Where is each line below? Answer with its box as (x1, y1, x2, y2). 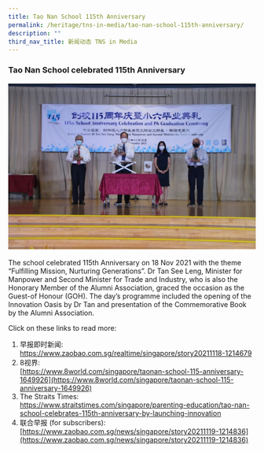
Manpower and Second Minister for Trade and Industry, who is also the (8, 274, 238, 283)
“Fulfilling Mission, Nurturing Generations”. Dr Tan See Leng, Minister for (8, 266, 243, 276)
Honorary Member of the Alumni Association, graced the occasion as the (8, 283, 245, 292)
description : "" (8, 29, 61, 37)
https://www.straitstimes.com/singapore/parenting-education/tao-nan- (19, 400, 250, 409)
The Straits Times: (19, 391, 79, 401)
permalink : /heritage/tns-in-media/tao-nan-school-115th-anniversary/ (8, 20, 244, 29)
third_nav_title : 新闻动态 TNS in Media (8, 38, 137, 46)
